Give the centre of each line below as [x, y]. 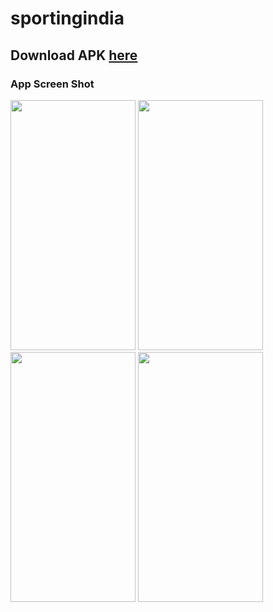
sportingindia [67, 18]
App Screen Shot [52, 84]
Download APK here [74, 55]
